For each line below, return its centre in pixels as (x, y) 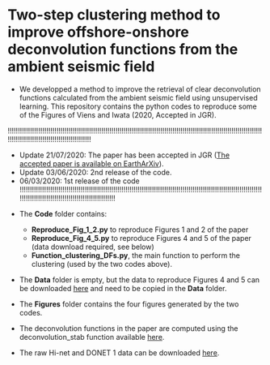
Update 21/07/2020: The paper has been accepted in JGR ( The (124, 155)
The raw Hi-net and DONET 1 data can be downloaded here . (119, 352)
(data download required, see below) (93, 247)
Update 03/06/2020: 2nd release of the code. (95, 172)
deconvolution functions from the (123, 49)
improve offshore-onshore (98, 32)
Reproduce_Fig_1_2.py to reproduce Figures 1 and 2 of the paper (140, 230)
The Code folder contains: (63, 213)
